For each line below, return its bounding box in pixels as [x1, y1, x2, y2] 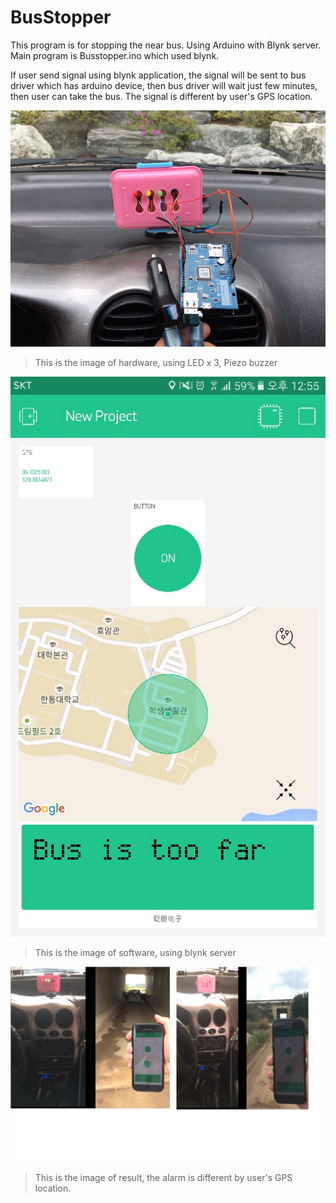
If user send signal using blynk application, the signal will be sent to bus [10, 69, 307, 81]
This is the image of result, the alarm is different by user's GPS [34, 1172, 293, 1184]
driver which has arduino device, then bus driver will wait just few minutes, [10, 79, 318, 91]
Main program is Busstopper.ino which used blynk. [10, 49, 220, 61]
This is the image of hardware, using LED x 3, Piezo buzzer [34, 356, 278, 368]
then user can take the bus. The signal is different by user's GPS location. [10, 90, 313, 102]
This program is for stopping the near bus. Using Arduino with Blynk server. [10, 39, 322, 51]
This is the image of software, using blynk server [34, 946, 237, 958]
